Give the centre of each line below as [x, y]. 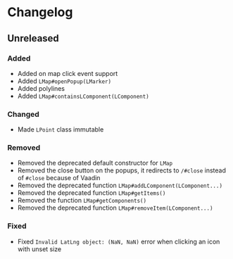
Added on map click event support [68, 73]
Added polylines [41, 88]
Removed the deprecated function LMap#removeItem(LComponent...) [115, 208]
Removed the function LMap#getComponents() [82, 201]
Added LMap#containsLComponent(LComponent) [83, 96]
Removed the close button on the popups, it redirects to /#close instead [122, 170]
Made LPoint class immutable [61, 129]
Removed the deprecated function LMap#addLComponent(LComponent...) [120, 185]
